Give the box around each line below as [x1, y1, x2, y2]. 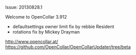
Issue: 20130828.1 [5, 4, 43, 10]
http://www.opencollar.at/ [5, 38, 58, 44]
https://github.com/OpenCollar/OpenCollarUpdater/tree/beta [5, 44, 131, 49]
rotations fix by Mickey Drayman [12, 29, 80, 34]
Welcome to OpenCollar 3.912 [5, 14, 67, 19]
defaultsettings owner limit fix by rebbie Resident [12, 23, 114, 29]
